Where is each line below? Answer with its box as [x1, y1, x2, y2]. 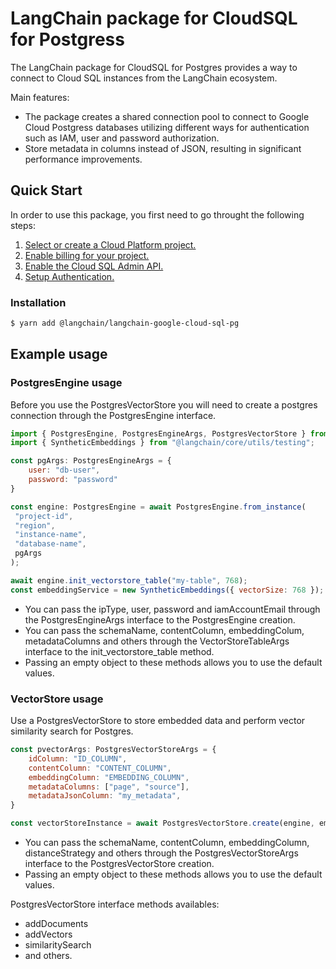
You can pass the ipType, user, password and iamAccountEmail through [24, 603, 321, 615]
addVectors [24, 928, 73, 941]
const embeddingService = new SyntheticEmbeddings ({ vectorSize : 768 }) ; [10, 585, 325, 595]
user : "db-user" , [28, 465, 101, 476]
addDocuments [24, 918, 89, 930]
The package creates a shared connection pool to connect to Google [24, 110, 310, 122]
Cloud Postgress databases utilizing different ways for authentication [24, 121, 310, 133]
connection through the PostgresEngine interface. [10, 409, 217, 421]
